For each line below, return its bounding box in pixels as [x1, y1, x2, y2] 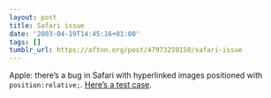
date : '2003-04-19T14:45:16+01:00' [9, 29, 140, 38]
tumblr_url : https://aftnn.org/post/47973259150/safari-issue [9, 46, 243, 55]
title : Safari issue [9, 21, 86, 30]
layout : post [9, 12, 57, 22]
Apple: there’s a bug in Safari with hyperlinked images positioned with [9, 70, 263, 80]
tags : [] [9, 37, 41, 47]
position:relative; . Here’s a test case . [9, 79, 153, 90]
